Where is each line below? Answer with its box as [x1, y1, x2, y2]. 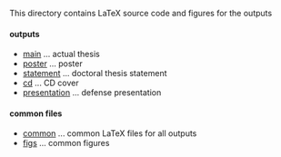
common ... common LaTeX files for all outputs [22, 128, 197, 139]
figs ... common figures [22, 138, 110, 149]
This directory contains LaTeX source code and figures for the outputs [9, 8, 273, 18]
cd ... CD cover [22, 77, 79, 89]
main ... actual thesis [22, 49, 100, 60]
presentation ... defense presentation [22, 87, 162, 98]
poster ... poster [22, 58, 84, 69]
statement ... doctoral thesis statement [22, 68, 167, 79]
